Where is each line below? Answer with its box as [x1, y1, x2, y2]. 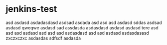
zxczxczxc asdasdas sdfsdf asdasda [5, 35, 81, 41]
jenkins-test [5, 3, 57, 15]
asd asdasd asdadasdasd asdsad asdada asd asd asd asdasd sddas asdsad [5, 20, 163, 25]
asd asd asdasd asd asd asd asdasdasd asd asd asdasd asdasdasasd [5, 30, 149, 36]
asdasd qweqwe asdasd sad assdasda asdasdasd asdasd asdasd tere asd [5, 24, 159, 30]
